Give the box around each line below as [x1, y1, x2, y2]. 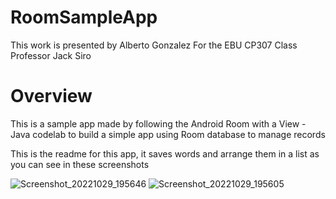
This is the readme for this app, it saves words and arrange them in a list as [10, 147, 320, 160]
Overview [10, 85, 93, 108]
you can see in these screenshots [10, 158, 150, 170]
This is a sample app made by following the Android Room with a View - [10, 117, 307, 130]
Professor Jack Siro [10, 49, 92, 61]
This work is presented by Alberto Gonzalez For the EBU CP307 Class [10, 39, 298, 51]
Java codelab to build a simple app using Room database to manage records [10, 128, 326, 140]
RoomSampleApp [10, 6, 158, 29]
